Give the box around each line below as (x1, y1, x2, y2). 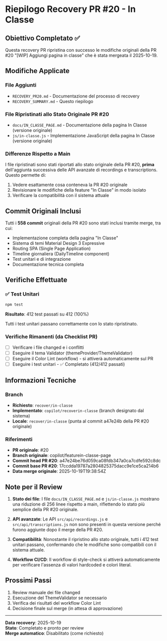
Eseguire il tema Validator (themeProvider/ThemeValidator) (12, 350, 133, 356)
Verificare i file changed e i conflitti (12, 344, 84, 350)
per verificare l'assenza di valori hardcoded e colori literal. (12, 562, 132, 568)
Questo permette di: (5, 172, 46, 178)
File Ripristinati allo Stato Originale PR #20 (5, 110, 109, 117)
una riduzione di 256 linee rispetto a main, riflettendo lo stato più (12, 501, 145, 507)
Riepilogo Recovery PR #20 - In (5, 3, 136, 15)
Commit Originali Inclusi (5, 207, 81, 215)
